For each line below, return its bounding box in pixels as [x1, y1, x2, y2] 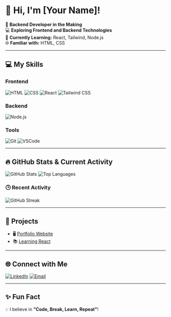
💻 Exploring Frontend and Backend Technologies [5, 27, 112, 33]
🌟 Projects [5, 217, 39, 226]
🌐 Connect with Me [5, 260, 68, 268]
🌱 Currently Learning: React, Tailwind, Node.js [5, 34, 104, 40]
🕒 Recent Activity [5, 184, 51, 191]
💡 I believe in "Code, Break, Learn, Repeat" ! [5, 306, 99, 312]
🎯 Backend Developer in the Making [5, 21, 82, 27]
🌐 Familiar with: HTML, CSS [5, 40, 65, 46]
